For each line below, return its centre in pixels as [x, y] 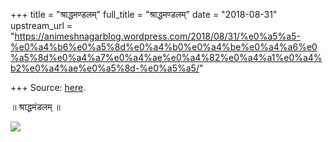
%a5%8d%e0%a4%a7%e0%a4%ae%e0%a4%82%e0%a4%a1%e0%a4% [166, 57]
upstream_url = [41, 25]
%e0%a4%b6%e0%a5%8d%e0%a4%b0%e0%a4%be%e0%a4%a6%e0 [164, 47]
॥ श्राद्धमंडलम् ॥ [35, 107]
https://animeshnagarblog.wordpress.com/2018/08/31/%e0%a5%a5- [157, 36]
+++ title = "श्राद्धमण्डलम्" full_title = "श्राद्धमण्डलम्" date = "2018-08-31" [144, 14]
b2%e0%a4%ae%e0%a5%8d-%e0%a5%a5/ [105, 68]
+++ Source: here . [48, 87]
